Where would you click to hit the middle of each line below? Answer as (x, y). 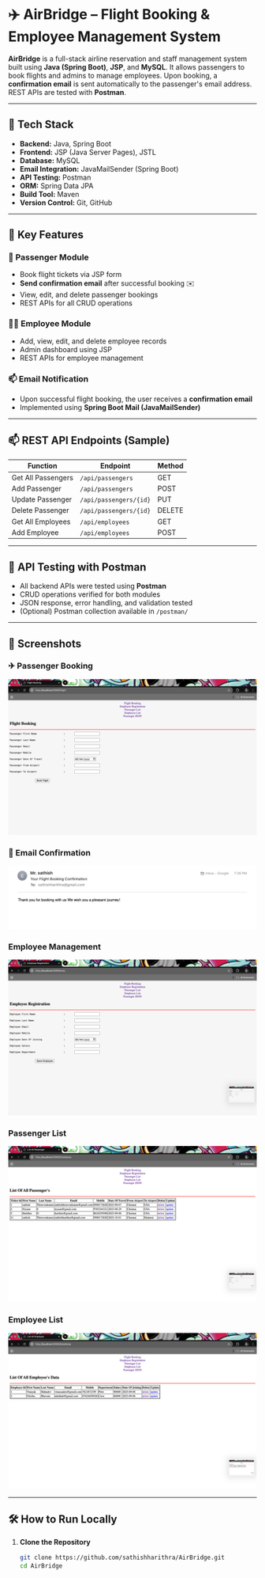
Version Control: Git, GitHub (66, 203)
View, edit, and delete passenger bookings (89, 295)
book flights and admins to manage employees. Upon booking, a (113, 75)
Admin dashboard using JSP (66, 349)
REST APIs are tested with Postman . (67, 92)
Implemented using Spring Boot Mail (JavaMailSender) (110, 408)
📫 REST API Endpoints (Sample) (89, 440)
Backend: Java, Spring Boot (65, 143)
